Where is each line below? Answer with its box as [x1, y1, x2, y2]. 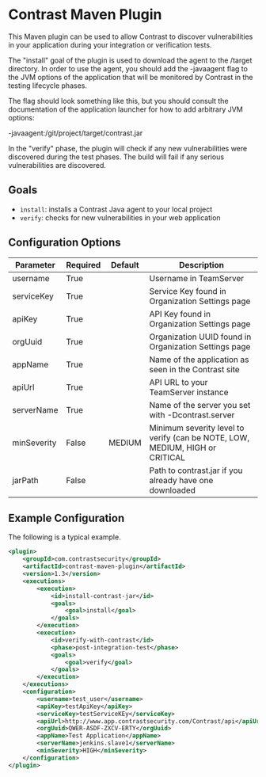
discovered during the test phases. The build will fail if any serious [8, 152, 224, 162]
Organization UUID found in [149, 331, 252, 342]
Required [66, 259, 101, 270]
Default [110, 259, 140, 270]
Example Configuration [8, 511, 125, 524]
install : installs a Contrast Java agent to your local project [19, 204, 213, 214]
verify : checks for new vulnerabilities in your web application [19, 212, 221, 223]
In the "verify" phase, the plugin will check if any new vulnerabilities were [8, 143, 248, 153]
